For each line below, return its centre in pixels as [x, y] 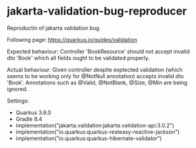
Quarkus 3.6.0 [33, 112]
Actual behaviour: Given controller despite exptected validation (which [95, 69]
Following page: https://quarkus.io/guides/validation [72, 39]
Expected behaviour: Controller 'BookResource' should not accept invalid [98, 51]
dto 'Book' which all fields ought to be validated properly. [78, 58]
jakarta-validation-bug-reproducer [97, 11]
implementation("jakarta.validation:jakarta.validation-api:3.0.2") [95, 125]
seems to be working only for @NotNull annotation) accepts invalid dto [95, 76]
